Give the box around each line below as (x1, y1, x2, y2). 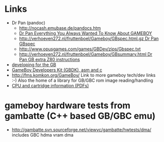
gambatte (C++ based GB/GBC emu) (4, 110, 156, 122)
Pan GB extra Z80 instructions (19, 56, 81, 62)
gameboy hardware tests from (4, 100, 131, 111)
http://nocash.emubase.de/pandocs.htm (19, 25, 101, 31)
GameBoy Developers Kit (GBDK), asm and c (11, 67, 103, 72)
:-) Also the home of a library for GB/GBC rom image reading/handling (11, 77, 153, 83)
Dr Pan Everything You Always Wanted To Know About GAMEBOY (19, 30, 153, 36)
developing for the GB (11, 62, 56, 68)
